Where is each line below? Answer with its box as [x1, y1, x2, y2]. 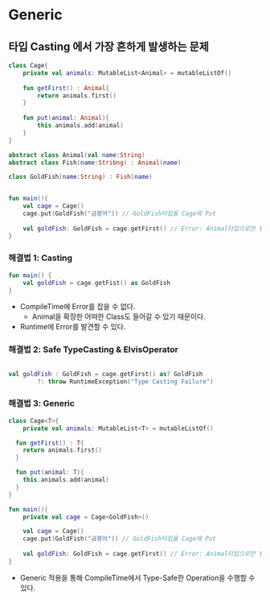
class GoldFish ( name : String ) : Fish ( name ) [8, 173, 153, 181]
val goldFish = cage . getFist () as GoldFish [22, 279, 171, 287]
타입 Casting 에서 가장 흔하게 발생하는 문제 [8, 39, 209, 53]
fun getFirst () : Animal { [22, 84, 110, 92]
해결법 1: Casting [8, 252, 73, 263]
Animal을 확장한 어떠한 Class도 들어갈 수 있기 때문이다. [31, 312, 207, 321]
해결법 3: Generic [8, 398, 75, 409]
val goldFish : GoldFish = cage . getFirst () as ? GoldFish [8, 370, 203, 378]
